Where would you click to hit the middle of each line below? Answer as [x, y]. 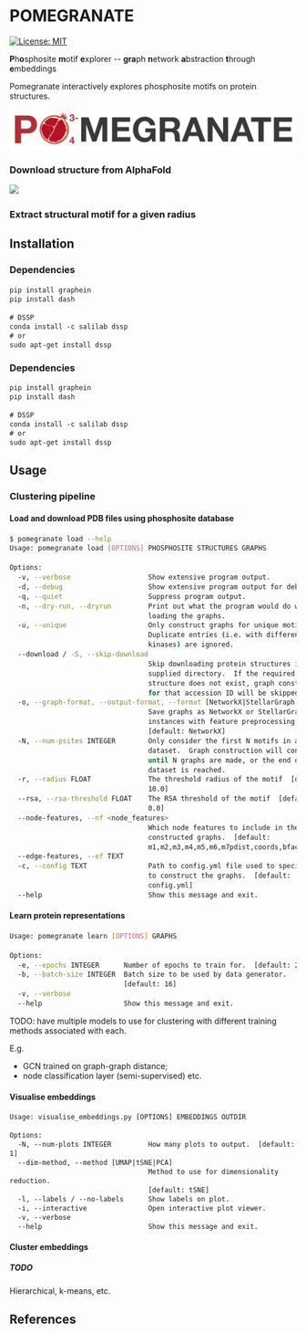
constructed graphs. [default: [209, 837]
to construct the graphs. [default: [219, 876]
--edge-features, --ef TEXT [71, 856]
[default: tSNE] [178, 1191]
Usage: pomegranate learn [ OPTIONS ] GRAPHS [93, 936]
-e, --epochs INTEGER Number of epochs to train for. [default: [154, 965]
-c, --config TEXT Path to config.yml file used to [146, 866]
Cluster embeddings [49, 1246]
